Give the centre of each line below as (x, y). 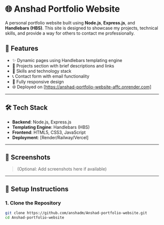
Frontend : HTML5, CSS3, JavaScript (49, 132)
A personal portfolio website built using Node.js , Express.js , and (70, 22)
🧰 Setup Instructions (37, 189)
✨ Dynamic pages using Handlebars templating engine (67, 60)
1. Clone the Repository (33, 203)
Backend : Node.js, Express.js (42, 122)
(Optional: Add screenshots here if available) (62, 169)
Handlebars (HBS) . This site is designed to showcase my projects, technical (82, 28)
